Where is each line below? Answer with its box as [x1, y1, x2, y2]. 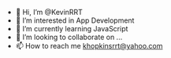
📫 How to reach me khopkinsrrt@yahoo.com [15, 42, 163, 50]
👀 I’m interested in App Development [15, 16, 135, 25]
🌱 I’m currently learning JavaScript [15, 24, 128, 33]
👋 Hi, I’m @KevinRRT [15, 8, 83, 16]
